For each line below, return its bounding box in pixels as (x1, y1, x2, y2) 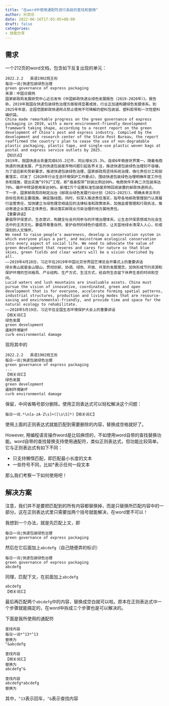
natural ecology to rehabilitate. (5, 302, 78, 307)
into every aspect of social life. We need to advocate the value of (5, 241, 154, 246)
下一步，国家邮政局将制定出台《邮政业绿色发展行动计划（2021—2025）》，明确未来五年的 (5, 190, 160, 195)
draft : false (5, 21, 33, 27)
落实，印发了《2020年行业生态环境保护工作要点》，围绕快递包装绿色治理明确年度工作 (9, 174, 158, 179)
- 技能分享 (5, 31, 25, 36)
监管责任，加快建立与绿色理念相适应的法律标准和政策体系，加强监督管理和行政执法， (9, 201, 159, 206)
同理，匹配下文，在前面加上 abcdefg (5, 574, 79, 580)
